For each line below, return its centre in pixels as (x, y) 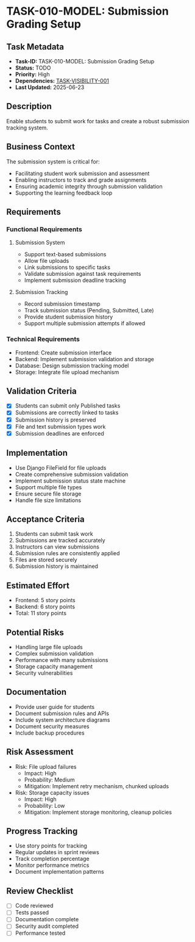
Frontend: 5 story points (45, 600)
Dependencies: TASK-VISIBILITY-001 (62, 81)
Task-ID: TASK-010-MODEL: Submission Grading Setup (85, 61)
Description (29, 106)
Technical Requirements (43, 339)
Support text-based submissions (65, 254)
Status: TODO (33, 68)
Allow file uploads (47, 261)
